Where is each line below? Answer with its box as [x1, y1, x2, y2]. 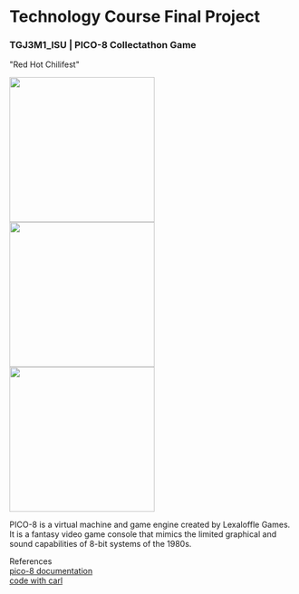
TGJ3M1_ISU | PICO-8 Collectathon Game [9, 39, 197, 52]
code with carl [9, 575, 63, 586]
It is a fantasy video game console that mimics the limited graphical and [9, 529, 277, 540]
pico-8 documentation [9, 566, 93, 577]
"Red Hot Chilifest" [9, 59, 80, 70]
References [9, 556, 53, 567]
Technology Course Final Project [9, 6, 261, 27]
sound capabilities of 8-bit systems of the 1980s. [9, 539, 192, 550]
